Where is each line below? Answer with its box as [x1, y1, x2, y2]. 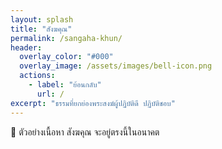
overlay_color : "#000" [19, 52, 114, 62]
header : [10, 42, 43, 53]
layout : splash [10, 14, 74, 25]
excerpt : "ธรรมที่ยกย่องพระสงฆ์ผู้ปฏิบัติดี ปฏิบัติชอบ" [10, 98, 176, 108]
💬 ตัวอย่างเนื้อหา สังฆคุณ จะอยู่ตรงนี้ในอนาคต [10, 126, 160, 138]
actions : [19, 71, 56, 81]
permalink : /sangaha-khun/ [10, 33, 123, 43]
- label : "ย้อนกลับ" [28, 80, 102, 90]
